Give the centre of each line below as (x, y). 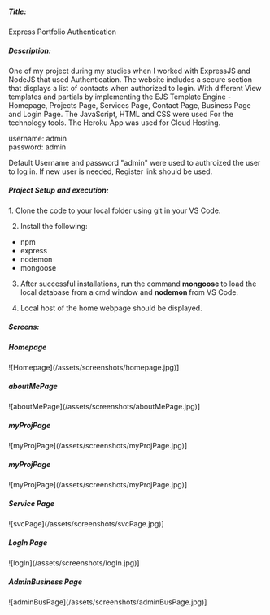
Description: (30, 50)
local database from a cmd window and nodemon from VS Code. (129, 292)
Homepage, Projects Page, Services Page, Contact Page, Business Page (130, 105)
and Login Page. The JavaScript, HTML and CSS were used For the (121, 114)
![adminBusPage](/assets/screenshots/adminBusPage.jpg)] (108, 602)
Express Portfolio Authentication (62, 32)
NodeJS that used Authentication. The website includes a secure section (130, 79)
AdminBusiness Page (46, 582)
